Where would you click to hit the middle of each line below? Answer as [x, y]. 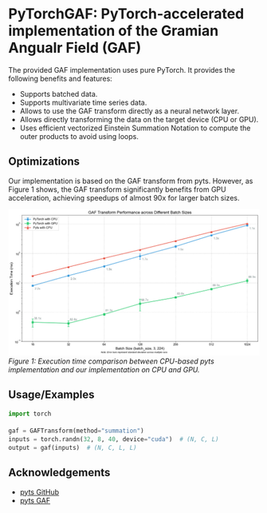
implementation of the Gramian [114, 31]
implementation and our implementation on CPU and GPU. [104, 369]
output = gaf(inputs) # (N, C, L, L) [73, 447]
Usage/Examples [51, 394]
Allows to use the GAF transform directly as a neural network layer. [130, 111]
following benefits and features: [61, 78]
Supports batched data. [59, 93]
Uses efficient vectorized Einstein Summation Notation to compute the [135, 128]
